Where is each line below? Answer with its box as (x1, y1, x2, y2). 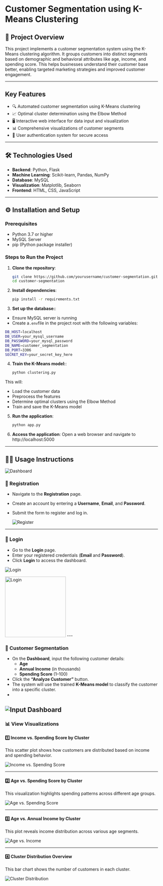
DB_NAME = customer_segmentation (5, 343, 68, 348)
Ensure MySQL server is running (12, 315, 77, 321)
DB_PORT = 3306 (5, 348, 32, 353)
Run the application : (12, 413, 54, 419)
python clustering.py (12, 370, 56, 375)
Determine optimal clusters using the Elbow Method (12, 399, 116, 404)
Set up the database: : (12, 306, 57, 311)
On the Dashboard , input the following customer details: (12, 656, 125, 661)
